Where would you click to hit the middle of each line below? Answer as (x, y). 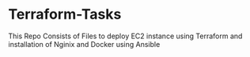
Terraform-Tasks (65, 14)
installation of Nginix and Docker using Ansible (84, 44)
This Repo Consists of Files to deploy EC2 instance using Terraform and (125, 36)
